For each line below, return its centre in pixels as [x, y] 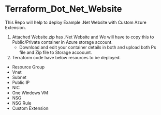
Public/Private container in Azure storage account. [62, 42]
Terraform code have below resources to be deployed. [66, 57]
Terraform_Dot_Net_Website [64, 9]
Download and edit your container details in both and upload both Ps [88, 47]
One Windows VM [30, 93]
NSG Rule [22, 103]
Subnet [19, 77]
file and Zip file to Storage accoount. [56, 52]
